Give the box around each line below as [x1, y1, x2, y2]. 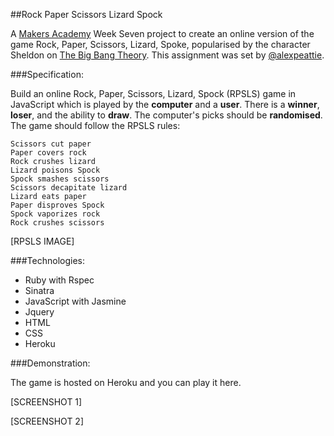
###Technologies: [10, 255, 85, 266]
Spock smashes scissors [10, 174, 110, 184]
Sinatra [24, 285, 55, 296]
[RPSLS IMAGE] [10, 235, 75, 247]
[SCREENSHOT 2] [10, 415, 84, 427]
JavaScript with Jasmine [24, 295, 127, 307]
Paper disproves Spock [10, 200, 105, 210]
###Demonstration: [10, 357, 91, 369]
